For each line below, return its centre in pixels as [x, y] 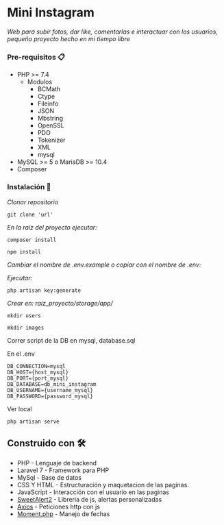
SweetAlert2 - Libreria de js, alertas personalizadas [89, 500]
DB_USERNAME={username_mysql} [50, 390]
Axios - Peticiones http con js [59, 507]
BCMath [49, 89]
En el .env [21, 354]
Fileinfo [48, 103]
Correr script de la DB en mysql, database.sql [71, 340]
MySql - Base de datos [49, 478]
